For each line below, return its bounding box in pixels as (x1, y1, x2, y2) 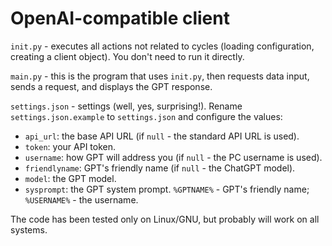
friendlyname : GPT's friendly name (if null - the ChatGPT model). (24, 162, 296, 174)
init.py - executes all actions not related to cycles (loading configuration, (10, 40, 315, 52)
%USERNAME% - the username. (24, 193, 139, 206)
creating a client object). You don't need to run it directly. (10, 50, 245, 62)
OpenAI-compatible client (10, 7, 230, 30)
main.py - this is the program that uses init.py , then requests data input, (10, 70, 310, 82)
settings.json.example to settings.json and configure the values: (10, 110, 283, 122)
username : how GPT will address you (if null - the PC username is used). (24, 151, 323, 163)
